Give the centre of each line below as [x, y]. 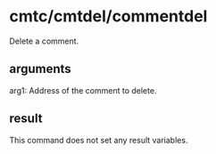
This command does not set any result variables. [99, 140]
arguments [40, 69]
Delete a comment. [44, 41]
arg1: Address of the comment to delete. [83, 90]
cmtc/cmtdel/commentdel [108, 16]
